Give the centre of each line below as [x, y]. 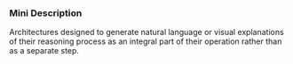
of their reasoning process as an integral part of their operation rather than [146, 41]
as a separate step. [44, 51]
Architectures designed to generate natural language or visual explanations [146, 32]
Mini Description [46, 13]
